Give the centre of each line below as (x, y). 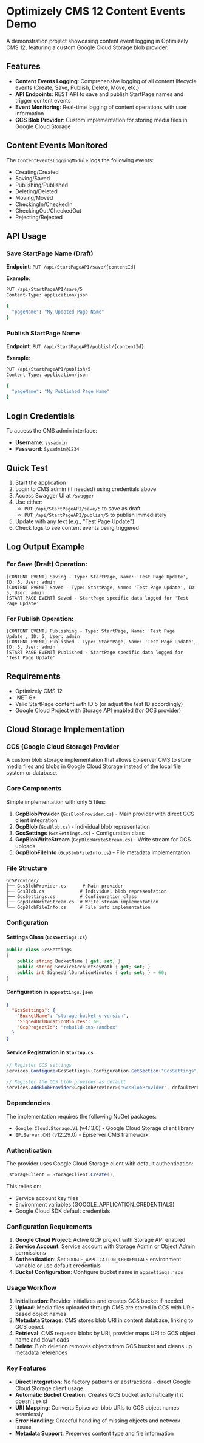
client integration (36, 820)
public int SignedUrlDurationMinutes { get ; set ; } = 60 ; (92, 972)
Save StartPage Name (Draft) (50, 253)
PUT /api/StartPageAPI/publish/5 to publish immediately (95, 515)
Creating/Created (37, 172)
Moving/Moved (34, 197)
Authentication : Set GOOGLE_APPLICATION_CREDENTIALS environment (98, 1260)
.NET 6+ (25, 698)
